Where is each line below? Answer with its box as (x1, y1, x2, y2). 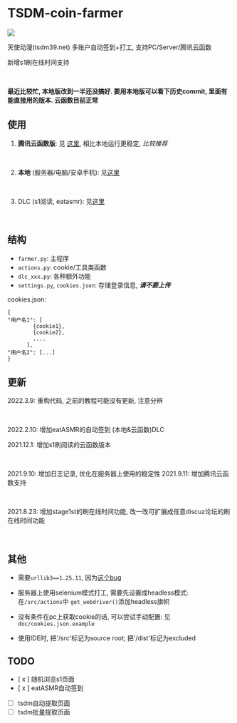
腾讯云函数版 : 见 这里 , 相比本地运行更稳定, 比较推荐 (17, 139, 168, 148)
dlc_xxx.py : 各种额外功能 (17, 272, 91, 280)
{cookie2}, (33, 329, 65, 336)
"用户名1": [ (7, 316, 43, 324)
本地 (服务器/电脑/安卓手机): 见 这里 (17, 168, 120, 176)
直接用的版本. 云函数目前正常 (13, 96, 98, 104)
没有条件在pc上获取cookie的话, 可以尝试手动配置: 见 (17, 612, 171, 621)
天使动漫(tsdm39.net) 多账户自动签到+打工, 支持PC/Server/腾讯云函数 (7, 43, 212, 51)
